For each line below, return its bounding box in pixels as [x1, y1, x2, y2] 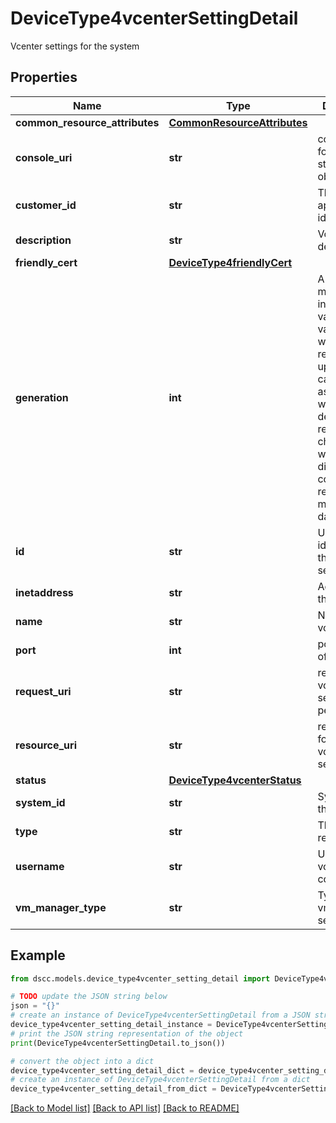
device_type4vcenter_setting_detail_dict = [10, 1065, 195, 1076]
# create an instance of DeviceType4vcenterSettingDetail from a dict [10, 1075, 311, 1085]
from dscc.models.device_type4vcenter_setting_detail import [10, 973, 271, 984]
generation [15, 390, 69, 404]
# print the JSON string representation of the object [10, 1028, 244, 1039]
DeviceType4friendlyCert [168, 255, 293, 269]
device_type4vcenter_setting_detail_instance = [10, 1020, 213, 1030]
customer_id [15, 198, 77, 212]
